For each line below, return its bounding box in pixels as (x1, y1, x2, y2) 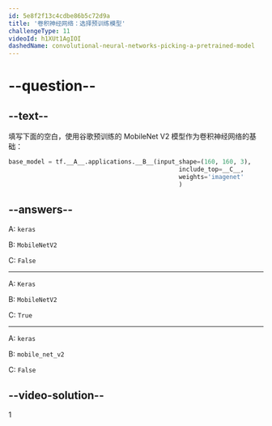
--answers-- (8, 203, 73, 217)
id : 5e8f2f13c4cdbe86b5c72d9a (8, 11, 111, 20)
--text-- (8, 109, 49, 122)
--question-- (8, 77, 96, 96)
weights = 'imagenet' (178, 173, 244, 181)
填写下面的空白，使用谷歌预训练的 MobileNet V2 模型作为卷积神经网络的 (8, 131, 249, 142)
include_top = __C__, (178, 165, 244, 173)
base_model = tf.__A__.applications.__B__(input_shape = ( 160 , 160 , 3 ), (8, 158, 252, 166)
